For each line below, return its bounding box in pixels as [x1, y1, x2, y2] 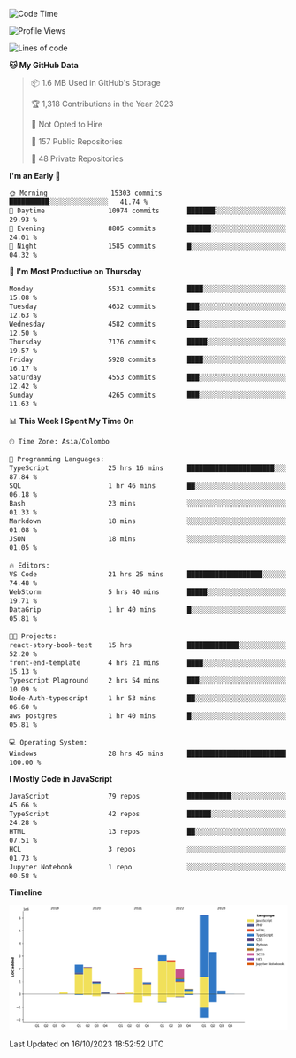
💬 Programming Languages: [9, 455, 104, 464]
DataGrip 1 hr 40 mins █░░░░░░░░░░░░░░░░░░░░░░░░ [9, 606, 287, 614]
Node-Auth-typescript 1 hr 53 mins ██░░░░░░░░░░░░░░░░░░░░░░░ [9, 694, 287, 703]
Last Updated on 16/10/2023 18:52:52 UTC [9, 1039, 164, 1049]
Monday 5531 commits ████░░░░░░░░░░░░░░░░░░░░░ [9, 284, 287, 293]
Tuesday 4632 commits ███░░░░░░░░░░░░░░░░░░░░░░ [9, 302, 287, 311]
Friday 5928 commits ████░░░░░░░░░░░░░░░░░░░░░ [9, 355, 287, 364]
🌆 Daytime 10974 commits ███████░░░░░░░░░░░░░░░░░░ [9, 206, 287, 215]
